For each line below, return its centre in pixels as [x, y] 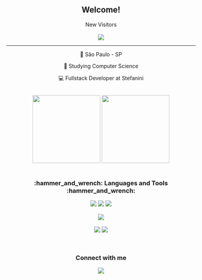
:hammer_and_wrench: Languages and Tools [101, 183]
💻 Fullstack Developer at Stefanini [101, 78]
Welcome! [101, 10]
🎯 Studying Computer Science [101, 66]
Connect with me [101, 258]
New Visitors [101, 24]
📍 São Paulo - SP [101, 54]
